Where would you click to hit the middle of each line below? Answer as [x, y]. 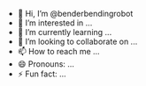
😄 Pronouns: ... [46, 64]
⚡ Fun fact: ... [42, 74]
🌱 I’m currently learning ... [65, 32]
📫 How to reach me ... [58, 51]
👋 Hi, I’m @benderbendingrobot [75, 14]
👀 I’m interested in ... [55, 23]
